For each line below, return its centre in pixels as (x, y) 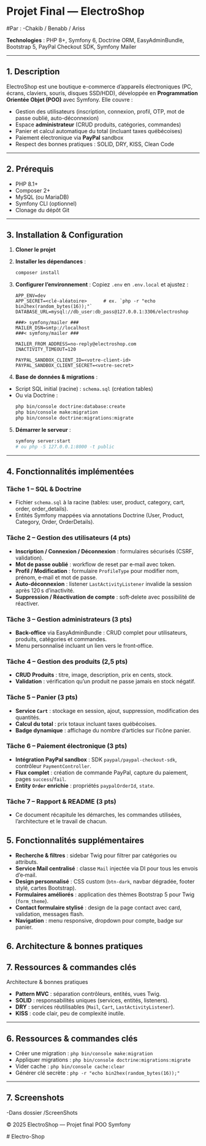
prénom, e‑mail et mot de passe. (56, 577)
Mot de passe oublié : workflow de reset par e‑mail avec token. (95, 564)
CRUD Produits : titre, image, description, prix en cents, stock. (94, 675)
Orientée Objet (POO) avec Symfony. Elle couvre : (70, 99)
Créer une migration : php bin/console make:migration (84, 1053)
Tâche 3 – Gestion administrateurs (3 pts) (69, 619)
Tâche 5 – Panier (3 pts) (42, 698)
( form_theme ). (32, 901)
